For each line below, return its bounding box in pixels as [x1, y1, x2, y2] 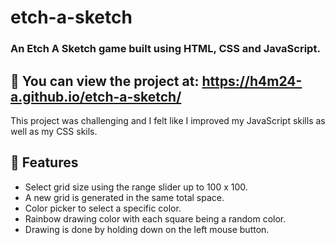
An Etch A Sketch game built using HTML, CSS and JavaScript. [10, 42, 321, 56]
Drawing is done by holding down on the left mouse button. [24, 223, 270, 235]
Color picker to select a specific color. [24, 202, 182, 214]
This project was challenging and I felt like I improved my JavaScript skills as [10, 114, 326, 126]
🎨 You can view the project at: [10, 72, 200, 90]
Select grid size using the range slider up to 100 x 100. [24, 181, 248, 193]
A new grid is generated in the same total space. [24, 191, 225, 203]
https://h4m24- [201, 72, 303, 90]
